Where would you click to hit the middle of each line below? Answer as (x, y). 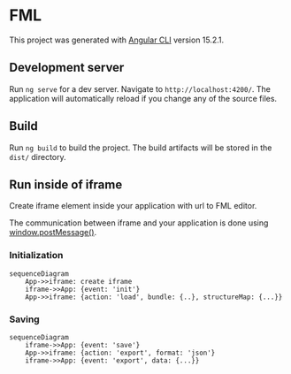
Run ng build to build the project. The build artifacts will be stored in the (141, 148)
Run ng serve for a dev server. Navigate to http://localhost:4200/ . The (140, 88)
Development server (67, 68)
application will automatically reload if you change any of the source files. (143, 98)
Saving (24, 319)
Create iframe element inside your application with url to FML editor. (133, 206)
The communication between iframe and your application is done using (139, 223)
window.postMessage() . (53, 233)
